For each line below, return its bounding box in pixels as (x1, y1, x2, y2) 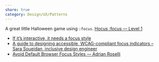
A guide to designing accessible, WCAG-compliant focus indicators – (12, 40, 154, 46)
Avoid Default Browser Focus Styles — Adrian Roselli (12, 51, 121, 57)
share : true (5, 7, 30, 12)
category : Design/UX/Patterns (5, 12, 68, 17)
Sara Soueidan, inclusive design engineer (12, 46, 97, 52)
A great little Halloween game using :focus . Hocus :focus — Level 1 (5, 25, 143, 31)
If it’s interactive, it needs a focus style (12, 35, 91, 41)
